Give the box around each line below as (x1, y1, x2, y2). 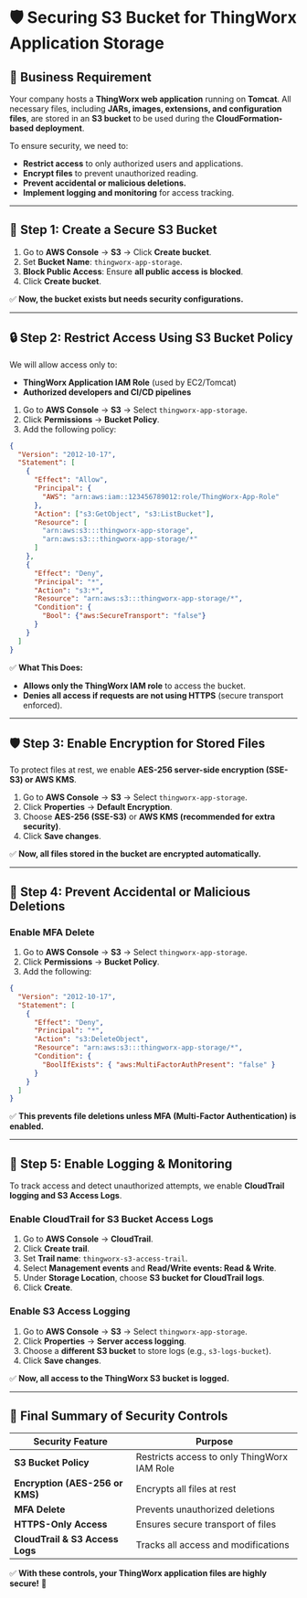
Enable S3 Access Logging (9, 1305, 131, 1317)
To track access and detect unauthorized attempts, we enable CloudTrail (9, 1180, 285, 1191)
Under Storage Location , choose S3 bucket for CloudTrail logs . (22, 1273, 265, 1284)
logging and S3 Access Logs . (9, 1190, 122, 1201)
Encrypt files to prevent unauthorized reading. (22, 168, 199, 178)
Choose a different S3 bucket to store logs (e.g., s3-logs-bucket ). (22, 1345, 271, 1356)
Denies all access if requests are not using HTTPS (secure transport (22, 689, 284, 700)
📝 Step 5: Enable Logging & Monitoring (9, 1156, 233, 1171)
